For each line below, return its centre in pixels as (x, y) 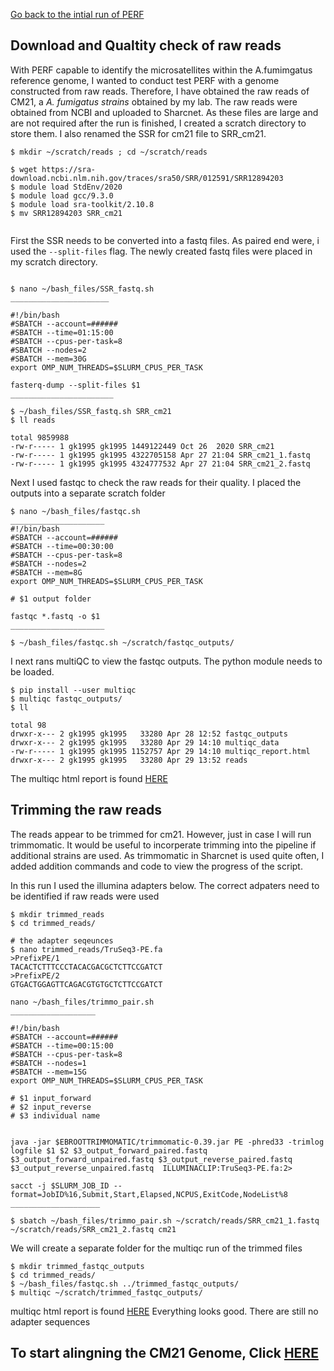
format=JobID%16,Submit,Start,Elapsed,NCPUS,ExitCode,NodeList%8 (149, 1194)
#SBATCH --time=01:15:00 (62, 332)
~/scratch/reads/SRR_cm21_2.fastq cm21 (93, 1229)
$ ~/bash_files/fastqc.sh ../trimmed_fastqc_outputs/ (125, 1284)
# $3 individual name (55, 1115)
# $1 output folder (51, 599)
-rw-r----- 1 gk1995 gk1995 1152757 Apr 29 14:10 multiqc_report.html (160, 751)
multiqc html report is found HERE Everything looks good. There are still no (164, 1311)
